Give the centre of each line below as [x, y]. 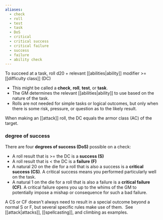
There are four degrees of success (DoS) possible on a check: [68, 146]
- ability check [26, 60]
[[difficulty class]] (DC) [28, 79]
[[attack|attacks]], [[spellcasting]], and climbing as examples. [67, 212]
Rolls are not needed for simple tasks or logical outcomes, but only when [85, 103]
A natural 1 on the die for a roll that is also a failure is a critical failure [81, 182]
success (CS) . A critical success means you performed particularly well [84, 172]
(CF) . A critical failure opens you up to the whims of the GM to [74, 187]
